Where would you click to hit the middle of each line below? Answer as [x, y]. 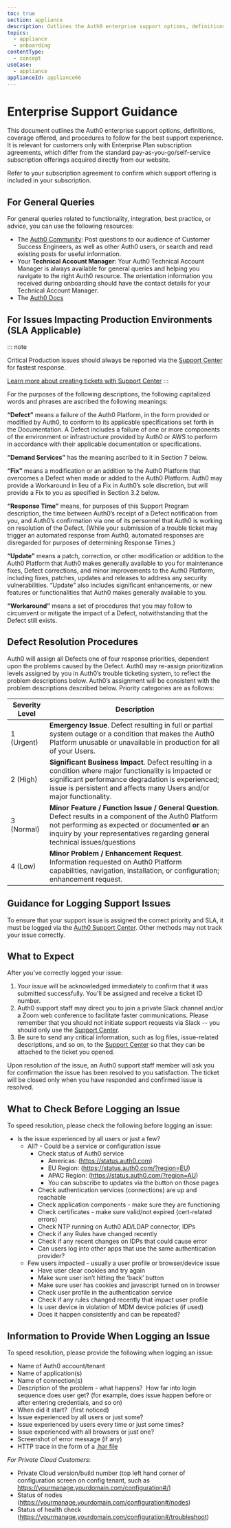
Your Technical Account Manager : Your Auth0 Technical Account [111, 262]
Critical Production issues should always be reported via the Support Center [115, 360]
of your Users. [72, 751]
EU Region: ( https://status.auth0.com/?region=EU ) [119, 1168]
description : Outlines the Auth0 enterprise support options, [98, 26]
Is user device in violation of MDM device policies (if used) [121, 1307]
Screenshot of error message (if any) [69, 1439]
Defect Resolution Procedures [73, 642]
